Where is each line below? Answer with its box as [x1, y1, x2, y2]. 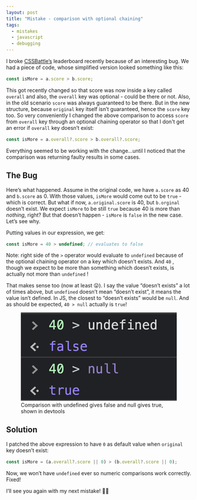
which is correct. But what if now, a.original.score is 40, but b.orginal [6, 198, 180, 206]
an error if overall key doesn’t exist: [6, 124, 94, 131]
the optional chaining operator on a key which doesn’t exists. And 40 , [6, 258, 175, 265]
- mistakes [11, 28, 38, 34]
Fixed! [6, 476, 21, 483]
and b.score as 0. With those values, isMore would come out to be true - [6, 192, 182, 200]
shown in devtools [21, 408, 65, 415]
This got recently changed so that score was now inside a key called [6, 86, 172, 94]
